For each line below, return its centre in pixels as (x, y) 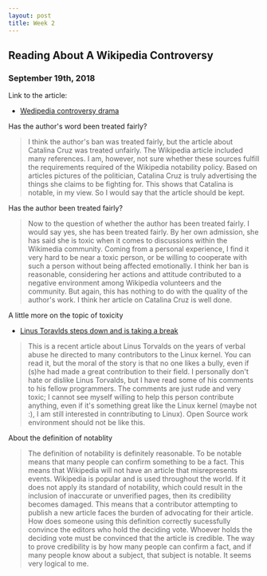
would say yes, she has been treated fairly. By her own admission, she (143, 232)
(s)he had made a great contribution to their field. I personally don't (138, 372)
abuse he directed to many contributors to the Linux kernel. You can (139, 355)
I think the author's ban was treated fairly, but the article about (130, 142)
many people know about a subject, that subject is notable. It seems (139, 555)
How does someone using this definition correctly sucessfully (129, 521)
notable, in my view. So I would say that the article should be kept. (136, 193)
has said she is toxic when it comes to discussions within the (128, 241)
